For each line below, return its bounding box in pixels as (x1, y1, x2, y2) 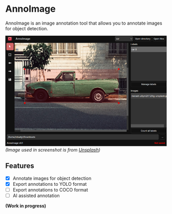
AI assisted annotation (12, 192, 60, 199)
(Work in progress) (5, 203, 47, 209)
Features (5, 162, 34, 170)
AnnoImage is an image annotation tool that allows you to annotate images (5, 20, 162, 26)
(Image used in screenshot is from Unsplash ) (5, 146, 101, 153)
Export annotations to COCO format (12, 186, 89, 192)
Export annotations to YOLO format (12, 181, 87, 187)
